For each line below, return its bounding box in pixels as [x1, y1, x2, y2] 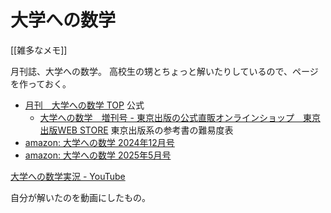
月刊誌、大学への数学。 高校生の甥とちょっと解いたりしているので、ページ [10, 65, 319, 77]
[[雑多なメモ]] [10, 44, 68, 56]
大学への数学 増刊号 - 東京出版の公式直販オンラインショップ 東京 [39, 111, 321, 123]
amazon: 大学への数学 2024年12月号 [24, 136, 175, 148]
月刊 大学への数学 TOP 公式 [24, 99, 145, 111]
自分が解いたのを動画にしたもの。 [10, 191, 151, 203]
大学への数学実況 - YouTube [10, 170, 126, 182]
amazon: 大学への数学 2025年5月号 [24, 149, 172, 161]
